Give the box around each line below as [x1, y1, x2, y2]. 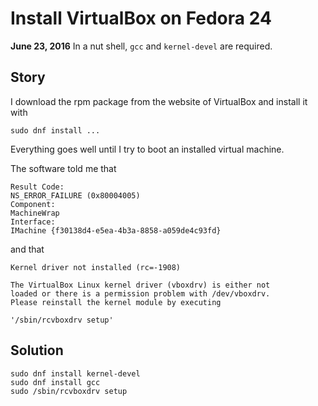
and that [10, 243, 45, 255]
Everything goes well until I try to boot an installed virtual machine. [10, 143, 285, 155]
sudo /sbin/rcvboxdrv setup [10, 386, 128, 396]
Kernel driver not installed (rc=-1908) [10, 262, 182, 272]
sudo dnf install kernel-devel [10, 368, 141, 379]
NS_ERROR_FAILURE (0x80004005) [10, 190, 141, 201]
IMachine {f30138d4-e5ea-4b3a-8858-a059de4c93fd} [10, 225, 222, 236]
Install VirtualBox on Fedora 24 [10, 7, 272, 30]
